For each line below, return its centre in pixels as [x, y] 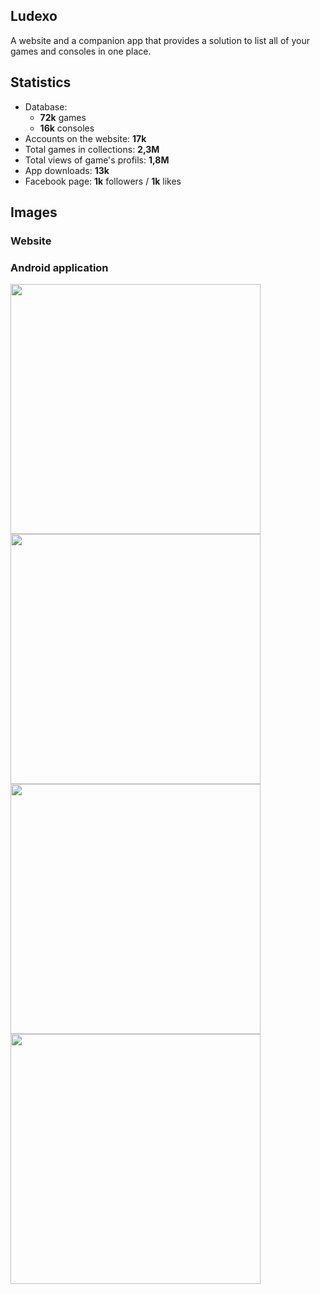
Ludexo [34, 16]
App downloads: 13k [67, 170]
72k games [63, 117]
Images [34, 212]
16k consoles [67, 128]
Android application [59, 267]
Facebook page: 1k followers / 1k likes [103, 181]
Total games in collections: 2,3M [92, 149]
